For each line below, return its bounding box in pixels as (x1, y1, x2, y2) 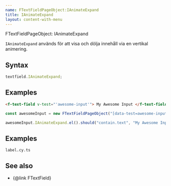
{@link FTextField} (12, 175, 52, 181)
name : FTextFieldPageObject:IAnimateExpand (5, 7, 99, 13)
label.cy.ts (5, 148, 31, 153)
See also (5, 161, 33, 170)
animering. (5, 46, 28, 52)
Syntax (5, 60, 28, 69)
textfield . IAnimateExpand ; (5, 74, 63, 79)
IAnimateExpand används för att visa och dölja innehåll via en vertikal (5, 41, 149, 47)
